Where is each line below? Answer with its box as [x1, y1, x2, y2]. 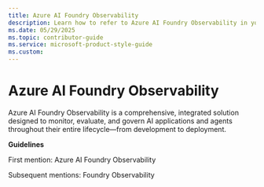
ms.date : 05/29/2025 [8, 26, 76, 34]
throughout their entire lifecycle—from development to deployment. [8, 124, 226, 134]
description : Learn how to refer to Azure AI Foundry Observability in [8, 19, 247, 27]
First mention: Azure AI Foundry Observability [8, 155, 156, 164]
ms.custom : [8, 48, 44, 56]
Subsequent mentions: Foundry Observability [8, 170, 155, 179]
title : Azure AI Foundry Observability [8, 11, 139, 20]
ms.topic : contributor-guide [8, 33, 104, 42]
